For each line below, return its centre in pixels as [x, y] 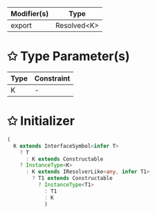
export [21, 25]
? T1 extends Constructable [72, 179]
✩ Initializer [41, 121]
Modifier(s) [30, 14]
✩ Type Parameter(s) [68, 57]
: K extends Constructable [64, 159]
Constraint [52, 78]
